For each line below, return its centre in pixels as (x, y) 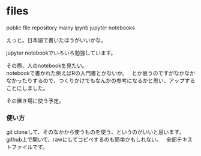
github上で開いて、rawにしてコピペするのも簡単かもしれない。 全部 (91, 140)
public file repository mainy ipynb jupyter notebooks (70, 28)
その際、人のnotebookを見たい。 (47, 65)
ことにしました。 (27, 88)
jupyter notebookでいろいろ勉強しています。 (61, 53)
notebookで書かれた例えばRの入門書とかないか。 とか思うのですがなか (95, 73)
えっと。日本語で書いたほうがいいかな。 (56, 40)
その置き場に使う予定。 (35, 101)
